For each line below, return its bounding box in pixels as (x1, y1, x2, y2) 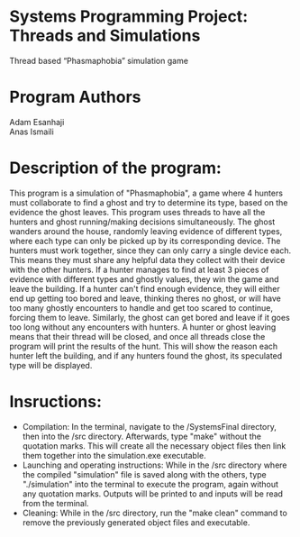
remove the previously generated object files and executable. (22, 516, 250, 528)
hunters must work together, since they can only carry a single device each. (9, 245, 291, 256)
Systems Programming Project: (9, 6, 249, 27)
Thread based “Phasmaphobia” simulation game (9, 55, 189, 66)
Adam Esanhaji (9, 116, 65, 127)
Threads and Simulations (9, 25, 201, 46)
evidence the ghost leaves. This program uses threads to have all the (9, 206, 266, 217)
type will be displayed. (9, 360, 93, 370)
